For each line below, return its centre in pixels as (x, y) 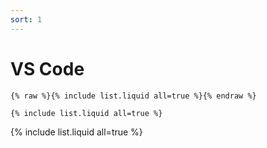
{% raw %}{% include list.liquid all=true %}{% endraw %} (133, 96)
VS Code (47, 68)
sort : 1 (26, 19)
